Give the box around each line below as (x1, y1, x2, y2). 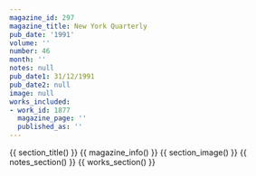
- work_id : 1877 (9, 106, 71, 115)
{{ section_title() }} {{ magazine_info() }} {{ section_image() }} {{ (9, 147, 247, 158)
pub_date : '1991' (9, 30, 75, 39)
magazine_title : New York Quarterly (9, 22, 147, 31)
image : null (9, 88, 54, 97)
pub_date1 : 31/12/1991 (9, 72, 95, 81)
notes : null (9, 64, 54, 73)
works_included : (9, 97, 71, 107)
